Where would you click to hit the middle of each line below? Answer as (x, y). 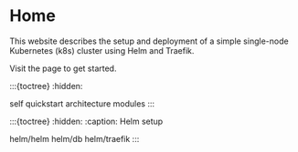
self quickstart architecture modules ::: (82, 103)
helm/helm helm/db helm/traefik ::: (74, 138)
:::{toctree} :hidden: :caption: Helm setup (86, 121)
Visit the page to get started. (63, 68)
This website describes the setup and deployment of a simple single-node (149, 41)
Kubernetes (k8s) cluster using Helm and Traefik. (102, 50)
